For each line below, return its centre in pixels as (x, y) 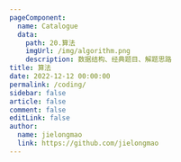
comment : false (38, 110)
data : (28, 34)
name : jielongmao (50, 135)
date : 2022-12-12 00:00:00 (60, 76)
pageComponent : (38, 18)
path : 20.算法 (50, 43)
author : (24, 127)
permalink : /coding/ (48, 85)
